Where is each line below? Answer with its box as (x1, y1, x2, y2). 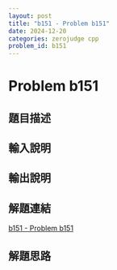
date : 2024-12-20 (8, 27, 67, 35)
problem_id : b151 (8, 42, 67, 50)
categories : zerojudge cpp (8, 34, 99, 43)
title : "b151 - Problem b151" (8, 19, 111, 28)
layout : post (8, 11, 52, 20)
